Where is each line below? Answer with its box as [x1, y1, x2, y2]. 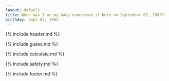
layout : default [5, 7, 40, 13]
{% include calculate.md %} [5, 51, 65, 57]
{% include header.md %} [5, 31, 60, 37]
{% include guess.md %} [5, 41, 58, 47]
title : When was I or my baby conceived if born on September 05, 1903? [5, 12, 164, 17]
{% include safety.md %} [5, 61, 59, 67]
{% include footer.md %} [5, 71, 58, 77]
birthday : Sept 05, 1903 [5, 17, 59, 22]
